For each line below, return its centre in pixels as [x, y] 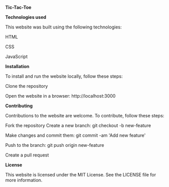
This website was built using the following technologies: [64, 27]
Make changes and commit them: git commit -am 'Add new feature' [75, 135]
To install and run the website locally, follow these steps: [64, 76]
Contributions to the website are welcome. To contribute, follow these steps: [85, 116]
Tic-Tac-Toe [18, 7]
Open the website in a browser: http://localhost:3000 [60, 96]
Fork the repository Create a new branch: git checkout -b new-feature [78, 126]
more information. [24, 180]
